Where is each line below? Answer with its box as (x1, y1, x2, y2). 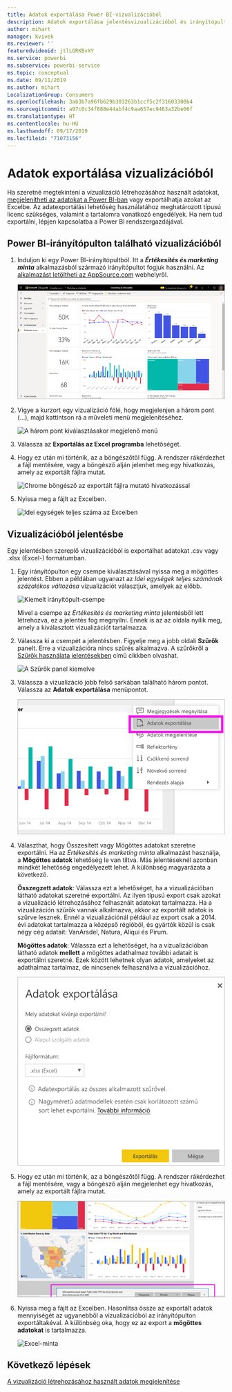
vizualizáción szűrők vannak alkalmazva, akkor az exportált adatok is (17, 905, 214, 914)
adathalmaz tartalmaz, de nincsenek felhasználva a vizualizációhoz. (17, 963, 211, 971)
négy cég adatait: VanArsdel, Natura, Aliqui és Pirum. (17, 928, 168, 936)
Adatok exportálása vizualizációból (7, 166, 214, 181)
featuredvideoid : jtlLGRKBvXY (7, 48, 95, 55)
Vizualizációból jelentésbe (7, 528, 124, 540)
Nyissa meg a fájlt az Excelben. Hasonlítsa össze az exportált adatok (17, 1304, 213, 1312)
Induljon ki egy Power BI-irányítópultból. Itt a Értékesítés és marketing (17, 256, 219, 264)
